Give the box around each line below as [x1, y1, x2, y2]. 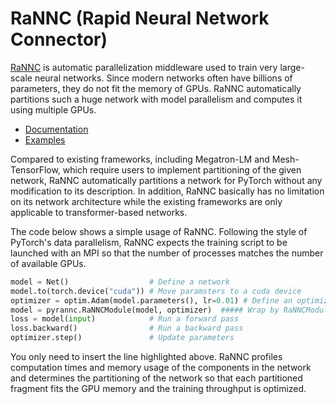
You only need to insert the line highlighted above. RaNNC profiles [10, 351, 283, 363]
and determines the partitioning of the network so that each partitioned [10, 372, 303, 384]
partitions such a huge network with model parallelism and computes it [10, 93, 303, 105]
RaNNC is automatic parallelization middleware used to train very [10, 61, 278, 73]
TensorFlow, [10, 163, 61, 176]
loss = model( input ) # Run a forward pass [10, 314, 240, 324]
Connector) [10, 28, 108, 51]
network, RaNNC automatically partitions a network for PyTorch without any [10, 174, 323, 186]
